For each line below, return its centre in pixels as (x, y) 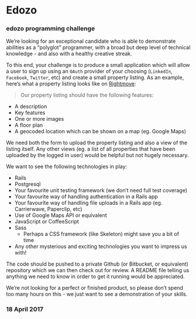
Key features (30, 113)
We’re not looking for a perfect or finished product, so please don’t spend (94, 288)
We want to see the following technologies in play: (67, 167)
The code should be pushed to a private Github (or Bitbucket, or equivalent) (97, 264)
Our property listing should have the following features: (87, 95)
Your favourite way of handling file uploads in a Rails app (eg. (88, 203)
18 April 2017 (25, 310)
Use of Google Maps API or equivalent (61, 215)
